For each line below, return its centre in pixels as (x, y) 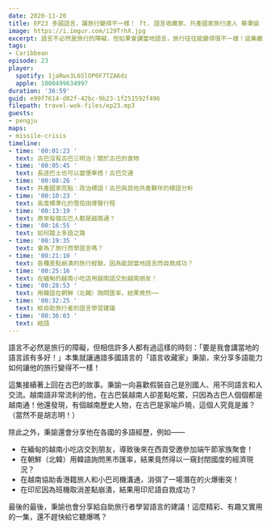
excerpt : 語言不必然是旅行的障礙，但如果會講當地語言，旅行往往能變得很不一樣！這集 (133, 38)
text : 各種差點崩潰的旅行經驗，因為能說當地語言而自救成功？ (104, 263)
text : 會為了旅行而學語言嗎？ (60, 248)
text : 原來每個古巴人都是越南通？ (65, 219)
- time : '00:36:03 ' (43, 315)
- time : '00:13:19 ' (43, 210)
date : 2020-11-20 (38, 16)
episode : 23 (28, 61)
